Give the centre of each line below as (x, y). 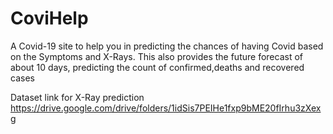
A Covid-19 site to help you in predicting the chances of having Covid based (167, 46)
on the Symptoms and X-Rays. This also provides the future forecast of (156, 56)
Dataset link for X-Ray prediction (77, 97)
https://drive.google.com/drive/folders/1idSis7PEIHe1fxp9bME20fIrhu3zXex (166, 108)
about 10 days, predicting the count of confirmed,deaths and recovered (157, 67)
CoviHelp (49, 18)
